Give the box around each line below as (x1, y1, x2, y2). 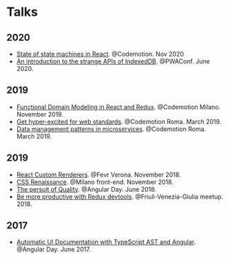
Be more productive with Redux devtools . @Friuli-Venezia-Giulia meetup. (16, 192, 224, 201)
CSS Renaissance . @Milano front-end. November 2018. (16, 177, 174, 186)
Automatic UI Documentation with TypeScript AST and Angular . (16, 238, 196, 246)
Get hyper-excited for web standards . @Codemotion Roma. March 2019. (16, 117, 222, 126)
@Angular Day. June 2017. (16, 246, 91, 254)
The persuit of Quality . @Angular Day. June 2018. (16, 185, 156, 193)
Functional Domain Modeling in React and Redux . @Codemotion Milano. (16, 103, 221, 111)
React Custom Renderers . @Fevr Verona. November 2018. (16, 170, 181, 179)
